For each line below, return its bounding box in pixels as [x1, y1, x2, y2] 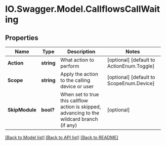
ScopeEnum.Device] [107, 80, 155, 87]
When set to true [60, 91, 99, 98]
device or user [60, 83, 94, 90]
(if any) [60, 122, 78, 129]
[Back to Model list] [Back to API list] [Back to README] [5, 135, 119, 140]
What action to [60, 57, 94, 63]
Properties [5, 34, 39, 42]
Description [67, 48, 95, 55]
